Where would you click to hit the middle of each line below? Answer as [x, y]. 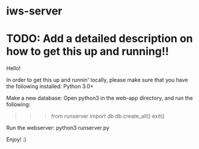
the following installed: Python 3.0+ [50, 86]
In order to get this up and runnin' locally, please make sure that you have [97, 80]
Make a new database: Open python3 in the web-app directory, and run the [100, 98]
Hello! [14, 68]
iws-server [34, 11]
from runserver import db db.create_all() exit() [108, 116]
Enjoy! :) [17, 139]
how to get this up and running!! [88, 52]
